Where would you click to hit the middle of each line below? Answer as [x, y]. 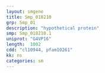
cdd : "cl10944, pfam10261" [39, 50]
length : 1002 [24, 45]
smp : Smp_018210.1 [29, 34]
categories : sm [25, 61]
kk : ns [14, 55]
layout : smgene [25, 11]
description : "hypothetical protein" [53, 28]
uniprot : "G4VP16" [29, 39]
